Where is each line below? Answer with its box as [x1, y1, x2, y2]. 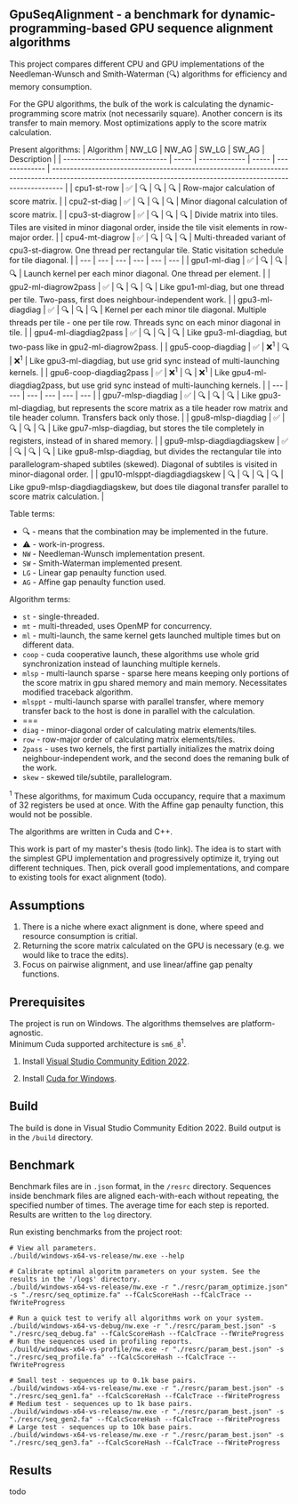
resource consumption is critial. [21, 931, 138, 942]
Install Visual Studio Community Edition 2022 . [21, 1056, 189, 1066]
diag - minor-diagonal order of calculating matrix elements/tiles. [21, 724, 257, 735]
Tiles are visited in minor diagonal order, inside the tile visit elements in [9, 221, 269, 232]
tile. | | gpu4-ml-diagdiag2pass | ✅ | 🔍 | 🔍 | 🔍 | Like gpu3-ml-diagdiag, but [9, 326, 287, 337]
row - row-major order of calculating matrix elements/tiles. [21, 734, 236, 744]
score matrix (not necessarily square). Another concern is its [60, 108, 283, 118]
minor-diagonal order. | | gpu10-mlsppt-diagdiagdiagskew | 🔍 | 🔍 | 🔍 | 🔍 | [9, 469, 284, 479]
